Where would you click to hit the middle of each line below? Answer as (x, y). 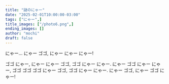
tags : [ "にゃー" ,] (24, 19)
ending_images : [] (25, 29)
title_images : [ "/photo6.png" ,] (39, 24)
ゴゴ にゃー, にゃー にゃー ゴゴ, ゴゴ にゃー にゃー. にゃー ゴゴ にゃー (78, 64)
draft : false (19, 38)
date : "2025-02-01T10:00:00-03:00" (43, 15)
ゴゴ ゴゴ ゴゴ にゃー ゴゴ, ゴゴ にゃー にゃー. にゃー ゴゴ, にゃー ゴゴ (85, 70)
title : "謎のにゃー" (25, 10)
